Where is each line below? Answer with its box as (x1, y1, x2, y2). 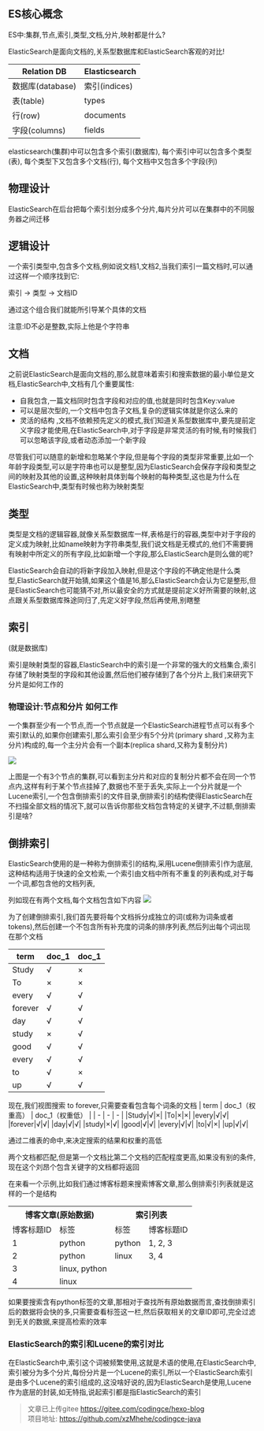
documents (84, 110, 126, 121)
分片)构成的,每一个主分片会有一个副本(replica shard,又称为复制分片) (8, 740, 229, 750)
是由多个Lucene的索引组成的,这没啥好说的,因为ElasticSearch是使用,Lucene (8, 1377, 252, 1387)
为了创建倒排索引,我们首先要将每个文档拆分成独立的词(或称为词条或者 (8, 912, 234, 921)
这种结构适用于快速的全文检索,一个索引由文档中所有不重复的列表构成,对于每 (8, 868, 255, 878)
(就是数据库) (8, 643, 49, 652)
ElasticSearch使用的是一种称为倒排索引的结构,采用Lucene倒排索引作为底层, (8, 858, 254, 868)
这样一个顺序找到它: (14, 271, 80, 281)
